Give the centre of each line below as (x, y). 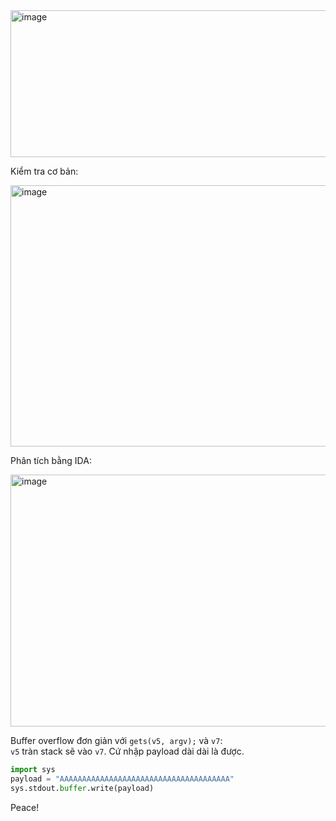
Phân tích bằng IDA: (51, 460)
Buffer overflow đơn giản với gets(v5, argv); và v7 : (116, 740)
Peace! (25, 807)
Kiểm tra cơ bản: (44, 171)
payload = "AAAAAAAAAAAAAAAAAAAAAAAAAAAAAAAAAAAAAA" (122, 779)
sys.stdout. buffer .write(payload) (82, 788)
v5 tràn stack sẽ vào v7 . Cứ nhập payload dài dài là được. (127, 751)
